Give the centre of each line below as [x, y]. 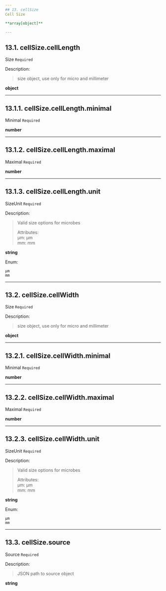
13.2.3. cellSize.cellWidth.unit [52, 439]
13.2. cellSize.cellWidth [42, 295]
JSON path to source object [45, 573]
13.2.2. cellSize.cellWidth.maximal [60, 398]
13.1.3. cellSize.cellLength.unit [53, 191]
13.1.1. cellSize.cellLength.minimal [59, 108]
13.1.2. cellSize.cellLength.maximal [60, 150]
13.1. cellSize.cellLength [43, 47]
